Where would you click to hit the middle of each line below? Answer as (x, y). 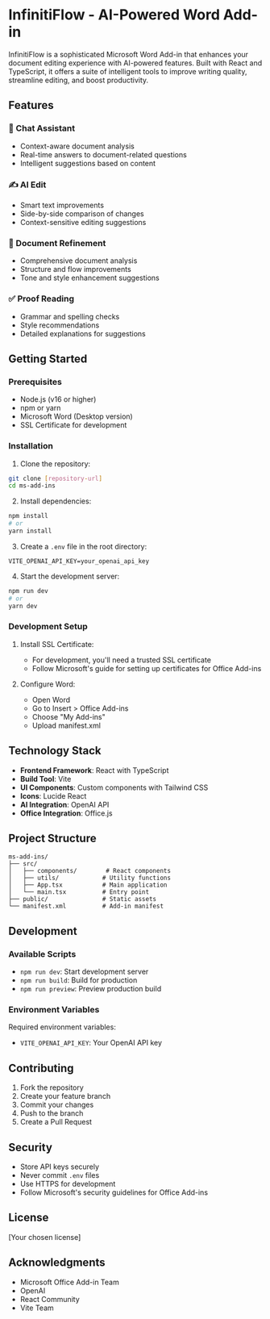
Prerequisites (35, 382)
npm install (28, 516)
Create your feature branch (65, 1096)
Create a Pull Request (56, 1122)
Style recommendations (60, 325)
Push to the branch (52, 1113)
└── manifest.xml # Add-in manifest (86, 906)
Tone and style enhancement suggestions (89, 278)
